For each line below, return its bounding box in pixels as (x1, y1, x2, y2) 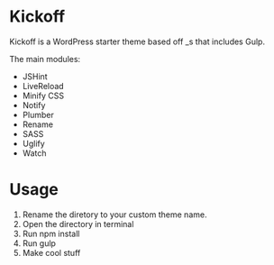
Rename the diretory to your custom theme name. (22, 209, 207, 220)
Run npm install (22, 228, 80, 239)
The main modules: (9, 53, 81, 64)
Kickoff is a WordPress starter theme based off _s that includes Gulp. (9, 36, 266, 47)
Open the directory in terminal (22, 218, 134, 229)
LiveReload (22, 80, 65, 91)
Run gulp (22, 237, 57, 249)
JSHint (22, 70, 48, 82)
